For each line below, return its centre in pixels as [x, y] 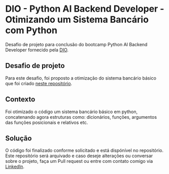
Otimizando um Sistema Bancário [77, 20]
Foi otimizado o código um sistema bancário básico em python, [72, 112]
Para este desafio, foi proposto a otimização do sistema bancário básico [81, 78]
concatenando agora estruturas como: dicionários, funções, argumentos [81, 117]
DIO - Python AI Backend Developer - [85, 9]
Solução [19, 138]
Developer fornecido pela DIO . [37, 50]
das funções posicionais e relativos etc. [47, 122]
